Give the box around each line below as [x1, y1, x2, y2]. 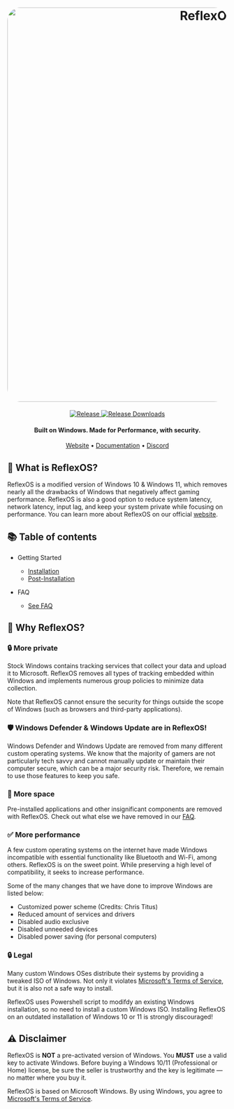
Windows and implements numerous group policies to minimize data [7, 676, 204, 685]
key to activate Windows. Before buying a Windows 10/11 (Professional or [7, 1059, 218, 1067]
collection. [7, 684, 38, 693]
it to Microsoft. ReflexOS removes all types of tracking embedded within [7, 669, 214, 678]
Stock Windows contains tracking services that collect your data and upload [7, 662, 227, 670]
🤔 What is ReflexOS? [7, 461, 98, 473]
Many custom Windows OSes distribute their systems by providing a [7, 969, 204, 977]
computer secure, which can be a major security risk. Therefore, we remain [7, 764, 224, 773]
